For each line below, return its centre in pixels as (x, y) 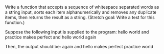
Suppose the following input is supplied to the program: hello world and (77, 32)
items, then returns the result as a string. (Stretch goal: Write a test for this (80, 17)
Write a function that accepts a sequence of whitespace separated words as (82, 7)
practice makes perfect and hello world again (51, 37)
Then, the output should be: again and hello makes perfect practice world (79, 46)
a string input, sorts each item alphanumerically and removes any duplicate (81, 12)
